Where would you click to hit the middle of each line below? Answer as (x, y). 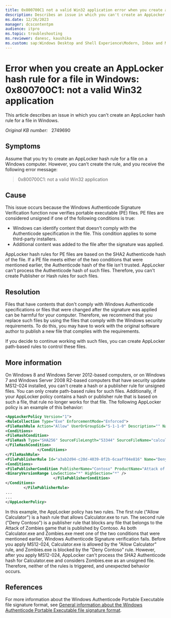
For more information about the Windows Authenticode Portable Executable (85, 600)
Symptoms (23, 146)
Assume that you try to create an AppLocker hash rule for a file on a (76, 158)
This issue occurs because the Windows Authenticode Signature (73, 207)
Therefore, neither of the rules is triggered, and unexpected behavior (78, 566)
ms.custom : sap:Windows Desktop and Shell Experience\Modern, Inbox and (84, 43)
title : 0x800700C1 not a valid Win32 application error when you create (84, 10)
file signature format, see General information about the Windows (74, 605)
